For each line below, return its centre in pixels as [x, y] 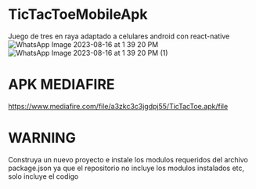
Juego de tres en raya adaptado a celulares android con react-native [119, 36]
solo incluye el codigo [43, 176]
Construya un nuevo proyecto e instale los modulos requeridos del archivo [128, 159]
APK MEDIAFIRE [61, 85]
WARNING [42, 138]
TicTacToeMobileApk [78, 15]
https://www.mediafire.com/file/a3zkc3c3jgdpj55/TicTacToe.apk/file [118, 106]
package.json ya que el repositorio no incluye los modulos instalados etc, [126, 168]
